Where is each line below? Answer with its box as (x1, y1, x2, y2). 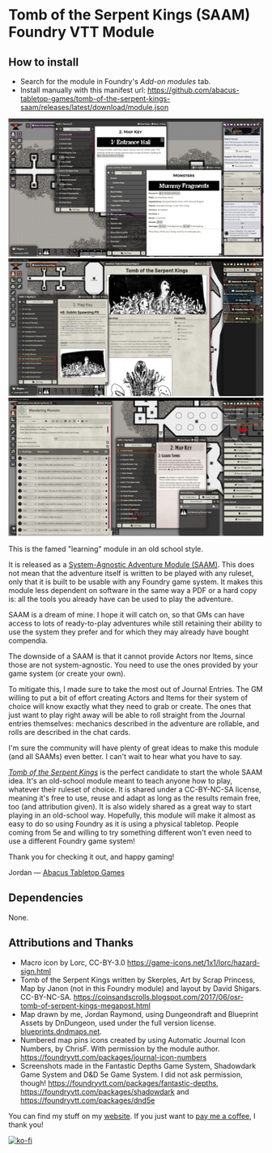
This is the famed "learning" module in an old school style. (8, 544, 204, 554)
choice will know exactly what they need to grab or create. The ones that (8, 702, 252, 711)
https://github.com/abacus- (147, 85, 240, 95)
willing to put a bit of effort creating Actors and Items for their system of (8, 693, 249, 702)
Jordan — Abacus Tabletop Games (8, 868, 125, 878)
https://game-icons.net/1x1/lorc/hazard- (126, 958, 261, 967)
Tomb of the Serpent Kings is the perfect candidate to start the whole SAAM (8, 767, 263, 777)
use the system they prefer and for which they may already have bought (8, 627, 249, 637)
